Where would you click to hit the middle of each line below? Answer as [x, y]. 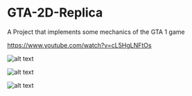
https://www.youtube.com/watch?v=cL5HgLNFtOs [79, 45]
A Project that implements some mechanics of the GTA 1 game [96, 32]
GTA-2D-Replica [55, 13]
